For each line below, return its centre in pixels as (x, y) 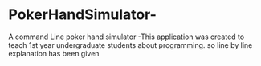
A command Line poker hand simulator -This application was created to (126, 37)
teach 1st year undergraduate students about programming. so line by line (130, 45)
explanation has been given (54, 53)
